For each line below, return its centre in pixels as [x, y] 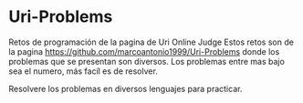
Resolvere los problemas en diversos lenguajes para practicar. [125, 88]
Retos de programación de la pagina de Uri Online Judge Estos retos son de [151, 42]
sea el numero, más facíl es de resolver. [84, 71]
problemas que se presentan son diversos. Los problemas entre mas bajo [146, 61]
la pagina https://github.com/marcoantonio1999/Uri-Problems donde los [144, 51]
